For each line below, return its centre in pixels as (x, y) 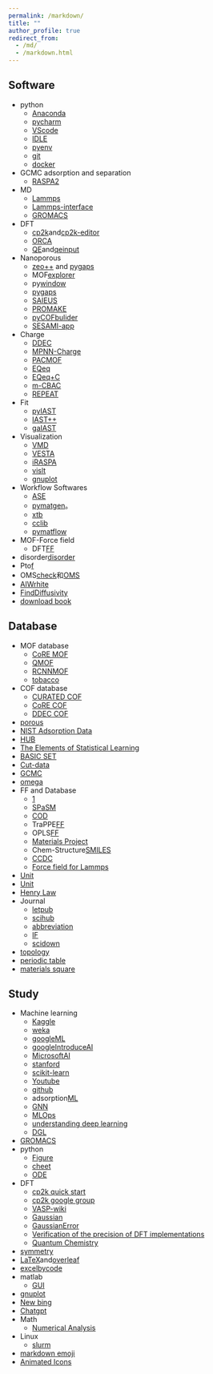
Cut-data (34, 765)
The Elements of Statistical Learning (80, 747)
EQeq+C (46, 376)
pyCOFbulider (55, 317)
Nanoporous (40, 258)
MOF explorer (53, 275)
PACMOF (47, 360)
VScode (45, 130)
